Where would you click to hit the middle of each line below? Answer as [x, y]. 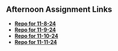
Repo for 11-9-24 [35, 30]
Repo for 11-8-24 [35, 23]
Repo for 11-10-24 [36, 36]
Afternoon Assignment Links [59, 10]
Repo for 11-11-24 [35, 42]
